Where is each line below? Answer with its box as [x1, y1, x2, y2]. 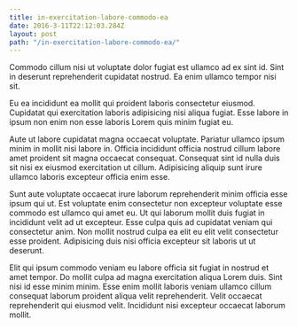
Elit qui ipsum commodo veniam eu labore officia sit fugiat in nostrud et [9, 262, 270, 273]
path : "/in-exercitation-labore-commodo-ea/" [9, 37, 180, 47]
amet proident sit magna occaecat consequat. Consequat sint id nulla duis [9, 152, 281, 164]
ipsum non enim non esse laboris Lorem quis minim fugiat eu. [9, 117, 234, 128]
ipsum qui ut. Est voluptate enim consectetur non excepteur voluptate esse [9, 199, 283, 209]
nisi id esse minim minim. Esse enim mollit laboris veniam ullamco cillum [9, 281, 272, 292]
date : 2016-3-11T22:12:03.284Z [9, 21, 125, 30]
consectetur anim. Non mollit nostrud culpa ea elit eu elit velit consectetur [9, 227, 279, 237]
